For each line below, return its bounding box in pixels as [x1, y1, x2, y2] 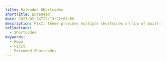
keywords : [5, 35, 26, 40]
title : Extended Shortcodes [5, 7, 64, 12]
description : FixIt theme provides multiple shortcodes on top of [5, 21, 146, 26]
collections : [5, 26, 32, 30]
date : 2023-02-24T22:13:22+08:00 [5, 16, 75, 21]
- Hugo [9, 39, 23, 44]
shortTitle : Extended [5, 12, 50, 17]
